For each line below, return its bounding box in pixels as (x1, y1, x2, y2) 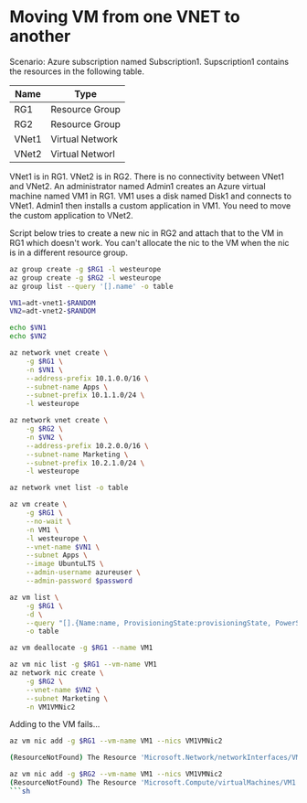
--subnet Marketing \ (26, 693, 108, 703)
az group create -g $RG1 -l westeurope (9, 264, 162, 273)
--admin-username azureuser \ (26, 568, 142, 577)
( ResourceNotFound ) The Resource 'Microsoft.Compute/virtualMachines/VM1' (9, 778, 301, 787)
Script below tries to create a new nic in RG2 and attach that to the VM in (9, 227, 284, 239)
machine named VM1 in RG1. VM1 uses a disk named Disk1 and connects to (9, 190, 292, 201)
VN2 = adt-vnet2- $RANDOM (9, 306, 96, 316)
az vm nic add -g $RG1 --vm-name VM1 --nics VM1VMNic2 (9, 736, 223, 746)
